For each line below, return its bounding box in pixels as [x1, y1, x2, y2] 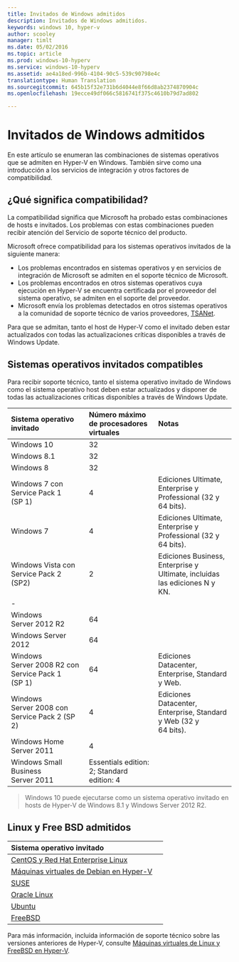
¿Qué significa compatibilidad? [7, 194, 149, 206]
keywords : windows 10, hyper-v [7, 24, 100, 31]
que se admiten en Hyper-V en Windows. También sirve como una [7, 158, 202, 167]
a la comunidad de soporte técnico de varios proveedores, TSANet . [17, 308, 216, 318]
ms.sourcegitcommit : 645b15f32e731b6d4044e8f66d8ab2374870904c [7, 83, 199, 91]
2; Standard [88, 766, 128, 776]
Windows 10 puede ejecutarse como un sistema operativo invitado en [24, 793, 229, 801]
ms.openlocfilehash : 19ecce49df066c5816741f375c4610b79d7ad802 [7, 90, 199, 97]
